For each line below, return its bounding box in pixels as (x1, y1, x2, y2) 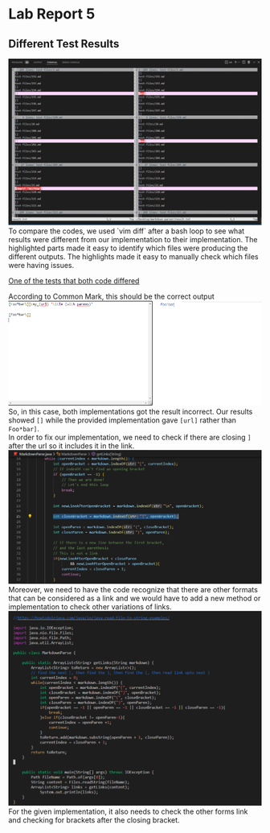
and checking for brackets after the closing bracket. (8, 815, 180, 825)
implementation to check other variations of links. (8, 602, 172, 612)
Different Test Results (8, 37, 120, 51)
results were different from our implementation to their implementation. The (8, 235, 258, 245)
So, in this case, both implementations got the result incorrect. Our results (8, 406, 253, 416)
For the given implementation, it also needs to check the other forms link (8, 806, 248, 817)
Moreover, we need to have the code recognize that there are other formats (8, 585, 259, 595)
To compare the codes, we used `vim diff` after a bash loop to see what (8, 226, 245, 236)
